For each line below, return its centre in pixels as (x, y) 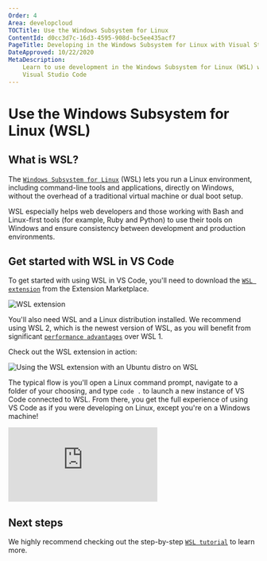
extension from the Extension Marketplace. (79, 289)
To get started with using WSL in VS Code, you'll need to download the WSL (130, 280)
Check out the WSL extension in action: (73, 352)
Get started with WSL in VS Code (91, 261)
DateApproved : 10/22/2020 (51, 52)
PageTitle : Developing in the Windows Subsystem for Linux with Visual (129, 45)
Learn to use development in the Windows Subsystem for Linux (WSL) (138, 67)
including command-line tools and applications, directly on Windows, (121, 187)
